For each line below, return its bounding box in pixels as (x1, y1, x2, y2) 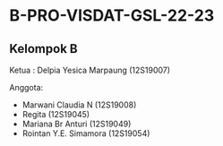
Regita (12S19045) (21, 109, 90, 119)
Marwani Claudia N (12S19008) (21, 99, 137, 110)
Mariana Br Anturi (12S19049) (21, 118, 132, 129)
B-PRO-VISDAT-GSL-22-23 (9, 5, 215, 26)
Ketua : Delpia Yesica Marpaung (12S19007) (9, 64, 171, 75)
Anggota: (9, 82, 44, 92)
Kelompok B (9, 41, 78, 56)
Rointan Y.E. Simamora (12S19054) (21, 128, 150, 139)
